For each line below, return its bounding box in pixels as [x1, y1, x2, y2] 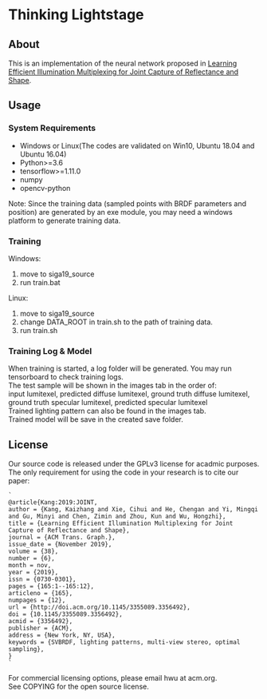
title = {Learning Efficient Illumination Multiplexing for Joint [8, 519, 234, 528]
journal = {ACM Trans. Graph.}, [8, 534, 116, 542]
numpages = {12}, [8, 597, 66, 605]
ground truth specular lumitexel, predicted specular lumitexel [8, 398, 208, 407]
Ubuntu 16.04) [19, 149, 67, 159]
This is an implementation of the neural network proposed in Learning [8, 58, 238, 68]
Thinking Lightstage [8, 6, 145, 24]
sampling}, [8, 645, 45, 653]
